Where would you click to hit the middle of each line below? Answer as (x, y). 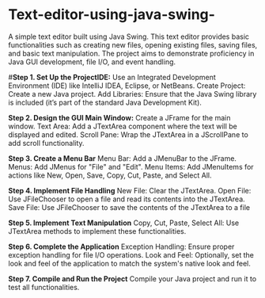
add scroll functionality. (46, 143)
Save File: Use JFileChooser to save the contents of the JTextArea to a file (129, 207)
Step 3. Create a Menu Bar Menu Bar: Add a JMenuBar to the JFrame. (123, 158)
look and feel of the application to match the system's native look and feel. (130, 263)
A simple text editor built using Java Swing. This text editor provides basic (129, 36)
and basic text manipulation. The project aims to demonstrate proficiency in (131, 53)
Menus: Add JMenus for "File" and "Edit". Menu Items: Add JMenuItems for (131, 166)
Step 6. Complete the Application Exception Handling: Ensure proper (121, 246)
